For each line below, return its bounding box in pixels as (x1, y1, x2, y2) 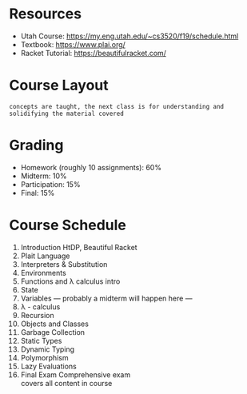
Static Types (20, 336, 62, 345)
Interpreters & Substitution (20, 259, 108, 269)
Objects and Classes (20, 319, 89, 328)
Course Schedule (9, 217, 126, 234)
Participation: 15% (20, 179, 81, 189)
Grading (9, 137, 64, 154)
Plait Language (20, 251, 70, 261)
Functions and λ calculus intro (20, 277, 121, 286)
